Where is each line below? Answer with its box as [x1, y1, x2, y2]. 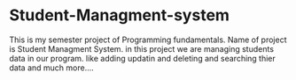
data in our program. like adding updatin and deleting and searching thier [9, 53, 277, 63]
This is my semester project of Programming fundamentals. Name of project [9, 34, 287, 45]
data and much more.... [9, 62, 95, 73]
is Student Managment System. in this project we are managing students [9, 43, 275, 54]
